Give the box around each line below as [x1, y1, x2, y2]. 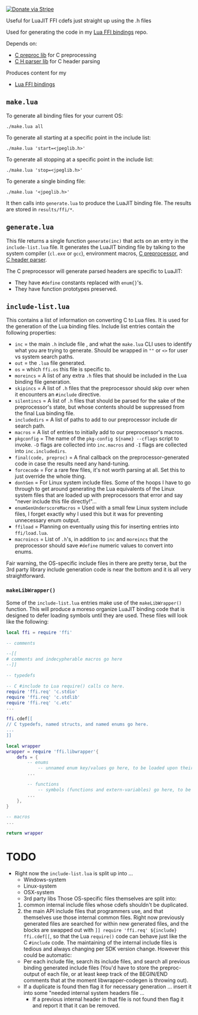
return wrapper [6, 830, 44, 836]
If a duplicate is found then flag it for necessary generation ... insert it [23, 983, 192, 990]
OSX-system [23, 889, 55, 896]
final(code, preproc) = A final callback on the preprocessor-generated [14, 454, 190, 461]
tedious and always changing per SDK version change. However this [23, 945, 190, 953]
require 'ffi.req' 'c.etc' [6, 699, 72, 706]
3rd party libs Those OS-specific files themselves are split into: [23, 895, 177, 902]
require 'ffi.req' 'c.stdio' [6, 689, 78, 695]
